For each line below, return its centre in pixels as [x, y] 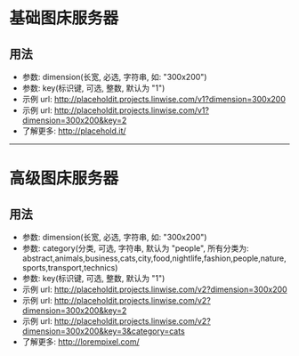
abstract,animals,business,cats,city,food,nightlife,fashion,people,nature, [154, 258]
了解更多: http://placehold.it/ [74, 131]
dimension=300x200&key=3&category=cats [103, 331]
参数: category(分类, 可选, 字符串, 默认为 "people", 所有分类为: [135, 248]
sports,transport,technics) [70, 267]
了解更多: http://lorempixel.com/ [81, 342]
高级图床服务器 [64, 178]
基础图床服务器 [64, 18]
